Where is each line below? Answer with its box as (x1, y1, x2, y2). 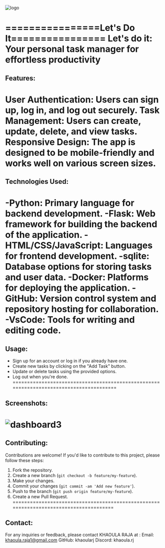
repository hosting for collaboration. (5, 304, 159, 315)
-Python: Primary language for (5, 197, 135, 209)
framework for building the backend (5, 219, 158, 230)
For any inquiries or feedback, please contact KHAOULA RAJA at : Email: (5, 532, 155, 538)
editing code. (5, 325, 61, 336)
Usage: (5, 345, 28, 353)
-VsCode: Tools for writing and (5, 314, 135, 326)
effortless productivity (5, 54, 101, 65)
